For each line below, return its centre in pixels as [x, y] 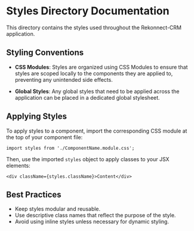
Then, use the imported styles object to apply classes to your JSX [88, 159]
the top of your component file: [44, 137]
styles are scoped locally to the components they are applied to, [94, 73]
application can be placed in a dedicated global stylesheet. [87, 97]
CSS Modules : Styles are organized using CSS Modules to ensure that [101, 67]
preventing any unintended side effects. [64, 79]
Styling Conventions [45, 53]
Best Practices [34, 194]
